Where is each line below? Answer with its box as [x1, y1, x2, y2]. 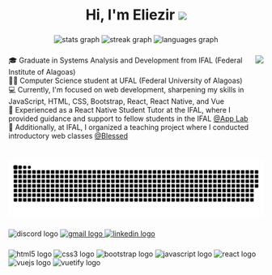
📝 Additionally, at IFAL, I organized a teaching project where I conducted [8, 122, 249, 132]
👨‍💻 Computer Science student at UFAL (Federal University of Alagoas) [8, 75, 243, 86]
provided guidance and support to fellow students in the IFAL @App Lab [8, 114, 249, 123]
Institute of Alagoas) [8, 67, 76, 77]
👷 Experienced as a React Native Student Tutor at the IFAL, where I [8, 105, 231, 115]
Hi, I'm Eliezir [85, 6, 176, 24]
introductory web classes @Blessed [8, 131, 128, 141]
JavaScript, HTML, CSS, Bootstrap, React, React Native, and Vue [8, 97, 225, 106]
